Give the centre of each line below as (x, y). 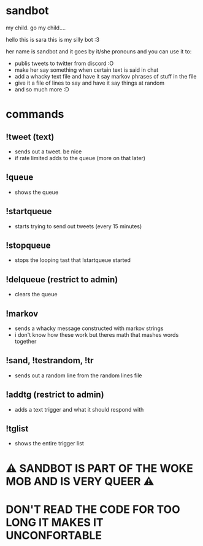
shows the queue (36, 192)
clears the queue (36, 294)
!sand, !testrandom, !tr (50, 360)
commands (35, 114)
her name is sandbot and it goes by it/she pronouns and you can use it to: (99, 51)
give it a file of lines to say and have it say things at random (90, 83)
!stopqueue (28, 245)
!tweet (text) (30, 136)
